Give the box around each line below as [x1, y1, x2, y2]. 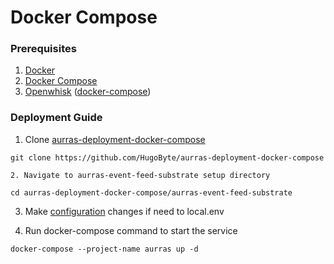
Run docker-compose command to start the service [24, 224, 238, 236]
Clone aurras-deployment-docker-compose [24, 133, 206, 145]
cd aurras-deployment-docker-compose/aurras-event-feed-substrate [10, 187, 293, 198]
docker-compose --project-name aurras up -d [10, 244, 199, 254]
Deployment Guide [10, 111, 103, 125]
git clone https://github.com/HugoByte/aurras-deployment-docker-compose [10, 152, 325, 163]
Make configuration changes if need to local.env [24, 205, 225, 217]
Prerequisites [10, 42, 77, 56]
